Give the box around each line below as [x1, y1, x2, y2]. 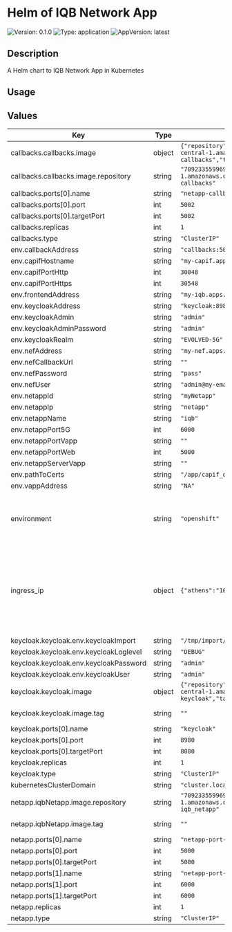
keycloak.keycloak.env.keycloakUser [10, 669, 130, 679]
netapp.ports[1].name [10, 868, 83, 878]
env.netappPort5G [10, 424, 71, 434]
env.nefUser [10, 379, 51, 389]
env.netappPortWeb [10, 447, 76, 457]
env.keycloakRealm [10, 334, 74, 344]
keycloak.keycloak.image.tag [10, 708, 105, 718]
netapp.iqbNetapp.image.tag [10, 819, 104, 828]
